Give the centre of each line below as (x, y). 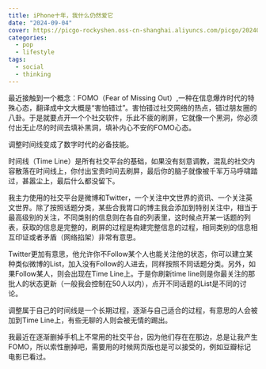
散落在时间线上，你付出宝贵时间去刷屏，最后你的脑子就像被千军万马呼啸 (133, 171)
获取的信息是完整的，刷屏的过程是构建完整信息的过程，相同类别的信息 (136, 227)
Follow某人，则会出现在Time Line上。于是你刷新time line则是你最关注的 (131, 273)
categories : (28, 38)
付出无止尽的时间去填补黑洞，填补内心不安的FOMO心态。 (102, 127)
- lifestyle (35, 52)
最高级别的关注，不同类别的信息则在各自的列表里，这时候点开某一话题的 (126, 217)
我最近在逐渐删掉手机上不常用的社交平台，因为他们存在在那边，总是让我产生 (133, 337)
